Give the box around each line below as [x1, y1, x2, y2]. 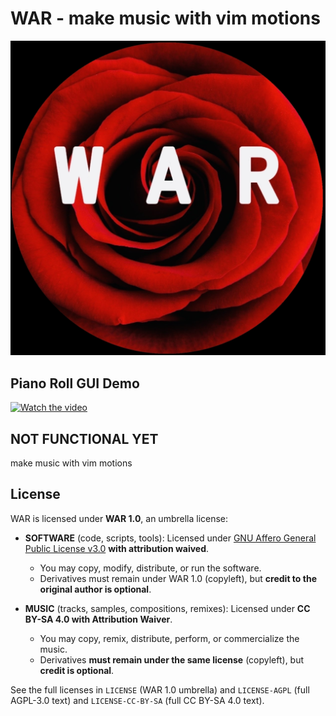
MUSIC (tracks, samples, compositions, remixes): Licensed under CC [24, 602, 311, 614]
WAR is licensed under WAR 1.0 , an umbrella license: [10, 512, 229, 524]
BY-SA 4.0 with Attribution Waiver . [24, 613, 173, 625]
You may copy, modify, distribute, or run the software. [39, 562, 262, 574]
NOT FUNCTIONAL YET [10, 430, 159, 447]
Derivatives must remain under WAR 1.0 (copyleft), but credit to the [39, 572, 317, 584]
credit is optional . [39, 664, 115, 676]
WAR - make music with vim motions [10, 7, 321, 30]
